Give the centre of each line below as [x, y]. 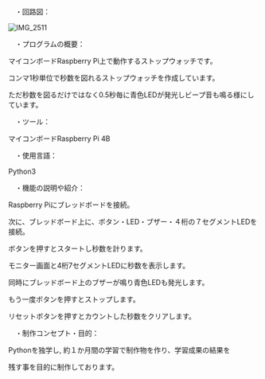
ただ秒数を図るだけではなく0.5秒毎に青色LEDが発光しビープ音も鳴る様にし [131, 95]
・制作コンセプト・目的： [57, 333]
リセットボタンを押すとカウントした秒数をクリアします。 [102, 316]
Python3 [22, 171]
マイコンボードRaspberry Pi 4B [59, 139]
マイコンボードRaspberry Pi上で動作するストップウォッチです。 [113, 61]
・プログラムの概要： [50, 44]
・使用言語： [36, 155]
